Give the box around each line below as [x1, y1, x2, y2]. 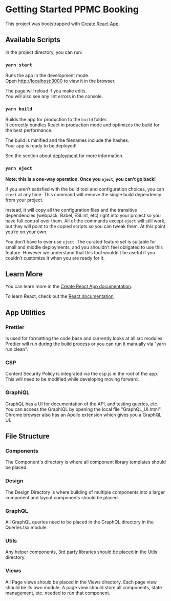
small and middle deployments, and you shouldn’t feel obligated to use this [5, 244, 163, 250]
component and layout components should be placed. [5, 494, 119, 500]
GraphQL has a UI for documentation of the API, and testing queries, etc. [5, 401, 159, 407]
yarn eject [5, 165, 32, 172]
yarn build [5, 106, 32, 111]
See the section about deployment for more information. [5, 153, 124, 159]
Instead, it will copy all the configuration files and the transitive [5, 206, 137, 213]
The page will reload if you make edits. [5, 88, 87, 94]
